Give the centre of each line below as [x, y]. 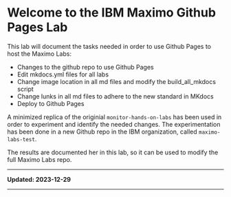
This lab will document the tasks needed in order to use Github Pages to [109, 46]
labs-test [21, 139]
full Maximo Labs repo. [40, 159]
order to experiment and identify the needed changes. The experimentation [114, 124]
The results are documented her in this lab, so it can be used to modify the [113, 152]
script [25, 89]
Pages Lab [37, 27]
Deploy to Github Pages [51, 103]
